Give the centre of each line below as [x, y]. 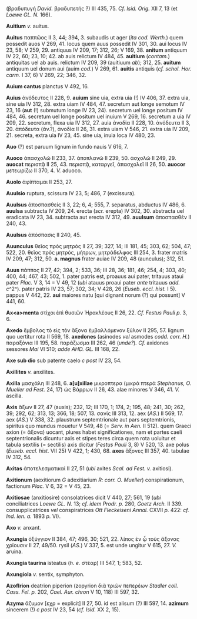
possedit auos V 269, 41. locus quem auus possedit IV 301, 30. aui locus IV [97, 44]
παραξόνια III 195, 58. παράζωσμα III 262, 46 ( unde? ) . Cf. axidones [87, 343]
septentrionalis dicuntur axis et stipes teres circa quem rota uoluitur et [91, 438]
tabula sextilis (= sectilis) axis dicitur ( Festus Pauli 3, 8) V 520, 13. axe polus [98, 444]
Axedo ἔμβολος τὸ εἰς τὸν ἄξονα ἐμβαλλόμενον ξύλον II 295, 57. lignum [95, 330]
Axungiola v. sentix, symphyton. [46, 574]
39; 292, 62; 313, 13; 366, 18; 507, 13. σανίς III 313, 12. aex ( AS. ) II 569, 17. [95, 413]
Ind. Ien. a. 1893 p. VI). [33, 516]
